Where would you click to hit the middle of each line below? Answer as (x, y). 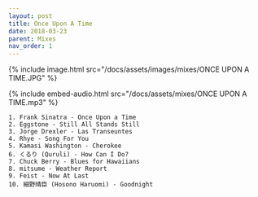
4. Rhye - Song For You (49, 139)
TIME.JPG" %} (33, 78)
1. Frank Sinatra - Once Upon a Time (72, 118)
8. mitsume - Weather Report (58, 169)
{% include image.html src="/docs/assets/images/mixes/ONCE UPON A (129, 69)
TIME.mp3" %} (33, 103)
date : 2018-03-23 (38, 31)
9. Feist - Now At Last (49, 176)
